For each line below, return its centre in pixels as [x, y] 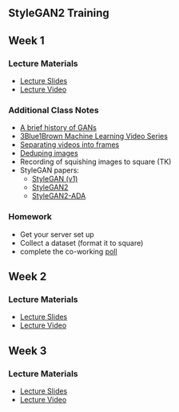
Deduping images [49, 153]
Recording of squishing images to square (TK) [95, 162]
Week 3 [28, 351]
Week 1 [26, 41]
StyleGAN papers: [50, 170]
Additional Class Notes [54, 110]
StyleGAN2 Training [59, 13]
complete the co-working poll [68, 251]
